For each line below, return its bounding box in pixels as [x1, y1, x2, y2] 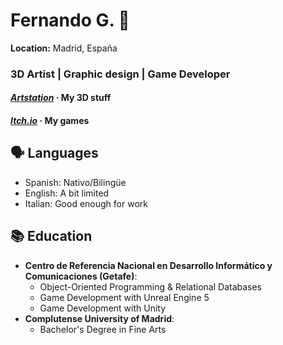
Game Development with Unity [39, 302, 167, 314]
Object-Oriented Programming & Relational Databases [39, 280, 263, 293]
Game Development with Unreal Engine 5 [39, 291, 210, 303]
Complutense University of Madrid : [24, 312, 175, 324]
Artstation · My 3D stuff [10, 92, 112, 104]
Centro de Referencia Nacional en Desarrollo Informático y [24, 259, 273, 271]
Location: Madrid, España [10, 42, 118, 54]
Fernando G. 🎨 [10, 9, 130, 32]
